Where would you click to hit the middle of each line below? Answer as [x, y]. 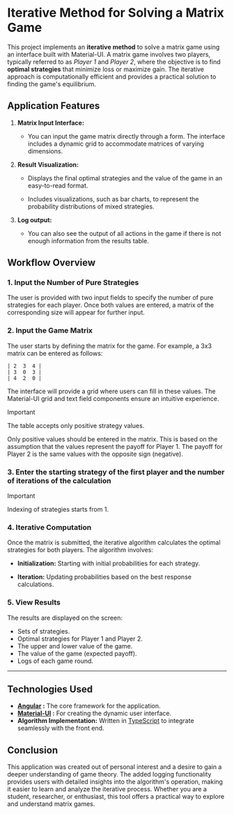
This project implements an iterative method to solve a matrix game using [114, 47]
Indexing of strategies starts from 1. [58, 510]
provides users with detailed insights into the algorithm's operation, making [115, 782]
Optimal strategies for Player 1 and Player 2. [80, 639]
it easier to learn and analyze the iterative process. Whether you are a [107, 789]
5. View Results [34, 602]
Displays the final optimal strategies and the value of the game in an [125, 178]
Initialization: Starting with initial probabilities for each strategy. [109, 563]
